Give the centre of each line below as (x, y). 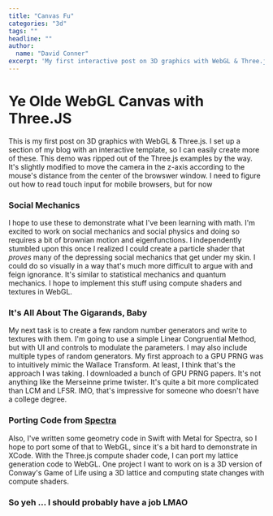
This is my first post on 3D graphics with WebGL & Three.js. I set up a (125, 141)
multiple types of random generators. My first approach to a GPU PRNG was (136, 356)
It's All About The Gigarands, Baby (78, 313)
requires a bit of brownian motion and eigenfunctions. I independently (125, 240)
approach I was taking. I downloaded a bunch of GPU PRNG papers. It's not (135, 373)
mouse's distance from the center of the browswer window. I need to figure (135, 175)
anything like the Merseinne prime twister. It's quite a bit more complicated (133, 382)
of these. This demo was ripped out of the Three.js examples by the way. (131, 158)
